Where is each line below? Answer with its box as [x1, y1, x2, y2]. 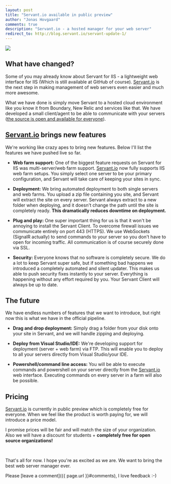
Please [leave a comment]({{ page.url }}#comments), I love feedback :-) [5, 473, 157, 479]
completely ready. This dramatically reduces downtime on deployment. [12, 208, 166, 214]
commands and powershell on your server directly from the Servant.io [12, 366, 161, 373]
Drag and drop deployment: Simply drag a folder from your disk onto [12, 325, 159, 331]
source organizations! [5, 437, 53, 444]
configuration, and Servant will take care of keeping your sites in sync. [12, 176, 161, 182]
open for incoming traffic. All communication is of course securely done [12, 239, 164, 245]
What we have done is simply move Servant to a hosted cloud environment [5, 99, 163, 105]
